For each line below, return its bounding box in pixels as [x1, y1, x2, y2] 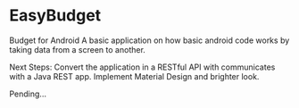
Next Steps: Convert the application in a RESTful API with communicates [9, 62, 276, 72]
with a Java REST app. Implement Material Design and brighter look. [9, 71, 260, 81]
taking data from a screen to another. [9, 44, 145, 54]
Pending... [9, 88, 47, 99]
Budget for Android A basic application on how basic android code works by [9, 35, 290, 46]
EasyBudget [9, 5, 102, 26]
